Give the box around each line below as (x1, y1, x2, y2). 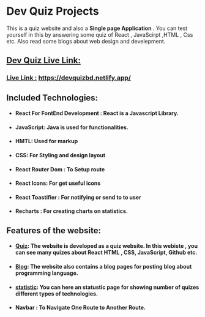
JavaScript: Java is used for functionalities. (15, 124, 129, 131)
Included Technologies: (6, 92, 99, 103)
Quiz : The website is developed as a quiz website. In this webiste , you (15, 242, 198, 250)
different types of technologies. (15, 289, 98, 297)
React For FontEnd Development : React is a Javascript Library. (15, 110, 179, 117)
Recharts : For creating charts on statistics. (15, 207, 129, 215)
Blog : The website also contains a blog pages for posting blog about (15, 263, 192, 270)
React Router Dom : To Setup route (15, 165, 105, 173)
